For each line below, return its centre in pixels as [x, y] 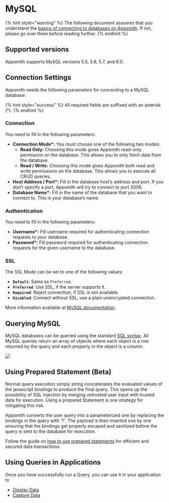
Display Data [26, 490]
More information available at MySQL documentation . [61, 308]
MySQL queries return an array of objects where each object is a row [77, 341]
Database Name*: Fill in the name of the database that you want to [82, 192]
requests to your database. [41, 237]
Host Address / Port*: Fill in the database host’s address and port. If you [88, 181]
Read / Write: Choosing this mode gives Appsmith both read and [87, 165]
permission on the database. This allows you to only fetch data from [91, 155]
